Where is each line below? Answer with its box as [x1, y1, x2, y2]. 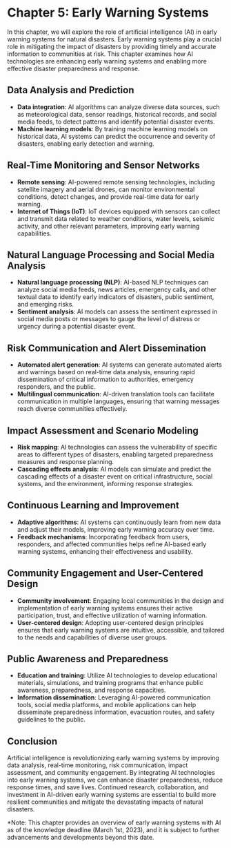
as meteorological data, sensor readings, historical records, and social [17, 110, 217, 118]
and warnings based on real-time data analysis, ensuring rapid [17, 368, 195, 376]
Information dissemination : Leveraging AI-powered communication [17, 693, 211, 702]
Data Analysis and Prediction [7, 84, 134, 96]
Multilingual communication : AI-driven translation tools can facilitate [17, 390, 215, 398]
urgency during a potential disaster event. [17, 322, 136, 331]
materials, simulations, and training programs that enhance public [17, 679, 203, 687]
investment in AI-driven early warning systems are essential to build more [7, 791, 217, 799]
